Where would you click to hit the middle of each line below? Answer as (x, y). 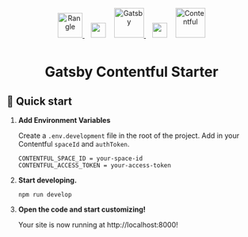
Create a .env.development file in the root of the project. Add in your (129, 136)
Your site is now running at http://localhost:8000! (98, 225)
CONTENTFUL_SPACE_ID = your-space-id (80, 159)
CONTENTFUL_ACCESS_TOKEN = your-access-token (94, 166)
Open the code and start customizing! (82, 209)
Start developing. (48, 180)
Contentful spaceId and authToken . (74, 144)
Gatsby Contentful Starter (132, 72)
